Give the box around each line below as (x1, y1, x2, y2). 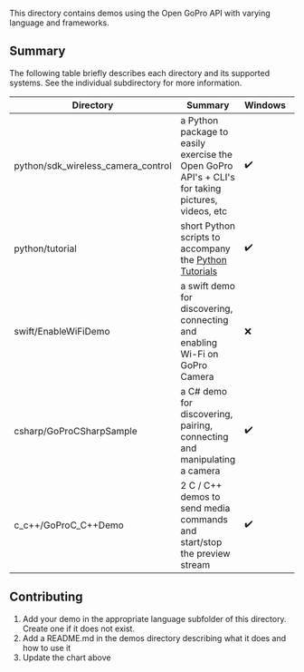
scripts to (180, 230, 221, 243)
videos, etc (180, 204, 228, 217)
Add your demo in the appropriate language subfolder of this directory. (22, 613, 287, 624)
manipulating (180, 453, 236, 465)
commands (180, 512, 229, 525)
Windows (243, 99, 287, 112)
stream (180, 558, 211, 570)
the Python (180, 253, 228, 266)
